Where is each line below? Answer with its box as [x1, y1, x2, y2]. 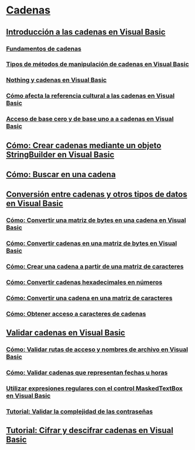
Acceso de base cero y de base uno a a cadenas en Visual [6, 115, 174, 123]
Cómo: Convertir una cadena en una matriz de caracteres [6, 294, 173, 302]
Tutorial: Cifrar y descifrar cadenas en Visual [6, 425, 174, 435]
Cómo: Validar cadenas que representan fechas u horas [6, 368, 168, 377]
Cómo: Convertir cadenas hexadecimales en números [6, 278, 163, 287]
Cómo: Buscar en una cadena [6, 169, 116, 179]
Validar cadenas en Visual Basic [6, 328, 125, 338]
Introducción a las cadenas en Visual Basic [6, 27, 166, 37]
